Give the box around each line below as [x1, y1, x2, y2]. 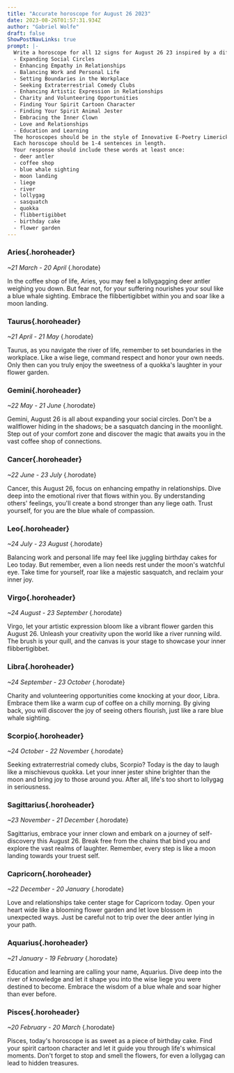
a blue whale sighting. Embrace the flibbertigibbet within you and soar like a [7, 291, 225, 300]
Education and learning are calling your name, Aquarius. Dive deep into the [7, 968, 222, 976]
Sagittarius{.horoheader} [7, 800, 95, 810]
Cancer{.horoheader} [7, 454, 82, 464]
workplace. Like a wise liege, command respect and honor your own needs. [7, 353, 224, 362]
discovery [7, 837, 36, 845]
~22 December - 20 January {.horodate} [7, 885, 124, 894]
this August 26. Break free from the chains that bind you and [37, 837, 210, 845]
